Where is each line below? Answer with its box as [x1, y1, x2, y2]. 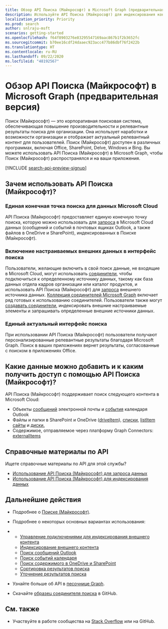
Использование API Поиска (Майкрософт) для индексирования [12, 476, 148, 482]
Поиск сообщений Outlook [19, 549, 76, 555]
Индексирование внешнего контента [19, 544, 99, 550]
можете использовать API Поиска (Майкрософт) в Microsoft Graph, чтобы [5, 150, 163, 156]
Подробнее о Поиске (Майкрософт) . [12, 509, 90, 515]
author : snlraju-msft [5, 26, 50, 31]
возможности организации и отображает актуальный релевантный [5, 134, 150, 140]
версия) [5, 101, 40, 113]
